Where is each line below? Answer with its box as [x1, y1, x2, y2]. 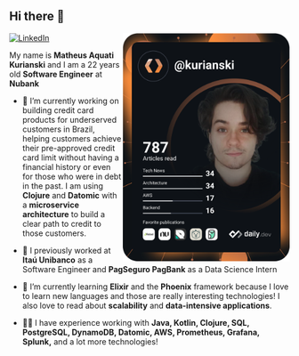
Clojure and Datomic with [21, 190, 117, 200]
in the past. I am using [21, 180, 104, 191]
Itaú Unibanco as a [21, 255, 93, 265]
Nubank [9, 77, 40, 89]
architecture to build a [21, 208, 105, 219]
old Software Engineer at [9, 69, 102, 79]
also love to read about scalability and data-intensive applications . [21, 300, 272, 311]
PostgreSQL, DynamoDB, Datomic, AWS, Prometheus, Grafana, [21, 327, 260, 337]
